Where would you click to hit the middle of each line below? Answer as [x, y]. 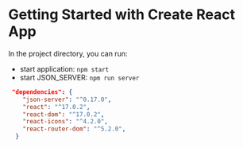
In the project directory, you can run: [68, 53]
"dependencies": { [42, 92]
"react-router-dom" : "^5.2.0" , [74, 129]
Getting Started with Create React [122, 15]
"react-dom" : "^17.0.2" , [64, 114]
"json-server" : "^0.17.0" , [67, 99]
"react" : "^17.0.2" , [56, 107]
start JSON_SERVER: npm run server [79, 77]
